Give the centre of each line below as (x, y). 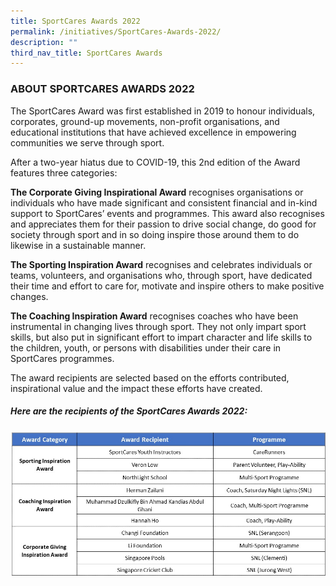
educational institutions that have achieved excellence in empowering (153, 132)
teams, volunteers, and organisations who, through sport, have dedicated (161, 275)
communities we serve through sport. (87, 142)
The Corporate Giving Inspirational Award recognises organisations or (157, 192)
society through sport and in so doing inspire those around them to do (155, 234)
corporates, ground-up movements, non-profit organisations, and (145, 121)
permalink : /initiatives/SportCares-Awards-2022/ (116, 31)
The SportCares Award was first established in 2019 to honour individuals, (163, 111)
